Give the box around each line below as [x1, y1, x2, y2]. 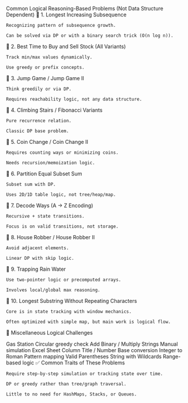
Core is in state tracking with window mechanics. [6, 309, 132, 315]
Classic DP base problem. [6, 128, 69, 134]
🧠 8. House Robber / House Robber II [6, 234, 95, 240]
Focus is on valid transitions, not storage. [6, 223, 119, 229]
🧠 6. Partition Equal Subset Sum [6, 170, 83, 177]
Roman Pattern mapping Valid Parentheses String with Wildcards [6, 353, 162, 360]
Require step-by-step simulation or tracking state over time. [6, 371, 163, 377]
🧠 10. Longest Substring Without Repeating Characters [6, 298, 137, 304]
